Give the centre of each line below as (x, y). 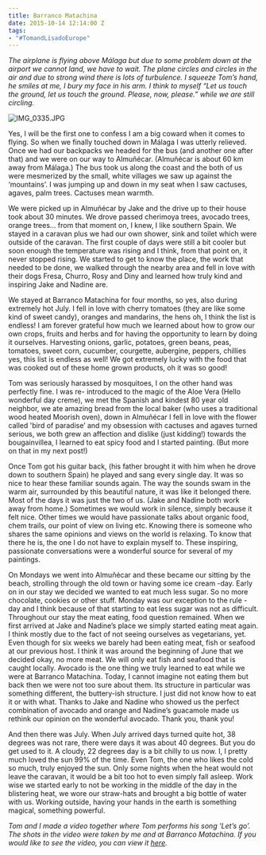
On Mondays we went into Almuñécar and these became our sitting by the (130, 575)
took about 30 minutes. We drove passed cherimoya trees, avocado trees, (129, 217)
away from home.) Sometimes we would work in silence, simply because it (130, 509)
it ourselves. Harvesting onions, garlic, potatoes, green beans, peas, (120, 343)
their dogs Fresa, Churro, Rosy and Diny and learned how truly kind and (125, 277)
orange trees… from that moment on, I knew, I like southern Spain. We (122, 226)
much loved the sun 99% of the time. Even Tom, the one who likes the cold (131, 760)
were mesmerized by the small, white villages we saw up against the (120, 176)
